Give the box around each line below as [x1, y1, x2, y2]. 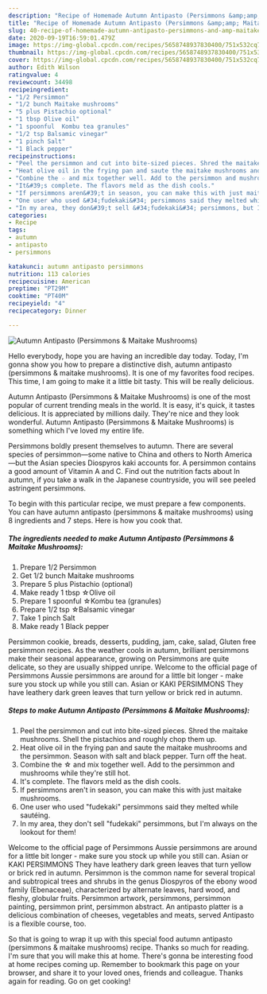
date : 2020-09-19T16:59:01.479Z [8, 33, 115, 42]
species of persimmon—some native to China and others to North [8, 449, 223, 459]
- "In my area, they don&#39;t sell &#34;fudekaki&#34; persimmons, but [8, 204, 254, 212]
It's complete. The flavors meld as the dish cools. [19, 776, 181, 786]
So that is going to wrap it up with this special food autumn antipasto [8, 934, 233, 943]
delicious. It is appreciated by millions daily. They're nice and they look [8, 409, 240, 418]
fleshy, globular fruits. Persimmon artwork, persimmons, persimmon [8, 893, 231, 903]
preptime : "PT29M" [8, 285, 69, 293]
